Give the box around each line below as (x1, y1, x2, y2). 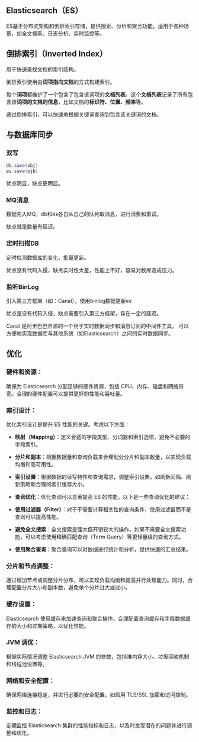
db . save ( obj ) (6, 163, 38, 169)
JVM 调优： (6, 638, 40, 647)
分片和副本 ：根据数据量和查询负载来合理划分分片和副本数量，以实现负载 (14, 453, 191, 460)
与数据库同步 (6, 130, 53, 140)
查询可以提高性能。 (14, 513, 62, 520)
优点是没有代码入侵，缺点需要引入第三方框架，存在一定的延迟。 (6, 309, 162, 317)
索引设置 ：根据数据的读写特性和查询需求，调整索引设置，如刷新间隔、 (14, 473, 187, 480)
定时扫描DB (6, 239, 40, 247)
